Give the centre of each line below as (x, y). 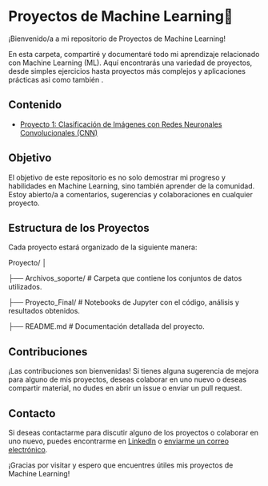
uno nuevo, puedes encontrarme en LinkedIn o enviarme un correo (119, 441)
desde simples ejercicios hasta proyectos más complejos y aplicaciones (127, 71)
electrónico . (28, 450)
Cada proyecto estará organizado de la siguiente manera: (103, 247)
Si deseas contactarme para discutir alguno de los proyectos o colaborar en (133, 433)
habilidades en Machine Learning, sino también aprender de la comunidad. (132, 186)
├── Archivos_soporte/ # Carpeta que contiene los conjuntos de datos (125, 278)
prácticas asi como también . (56, 79)
